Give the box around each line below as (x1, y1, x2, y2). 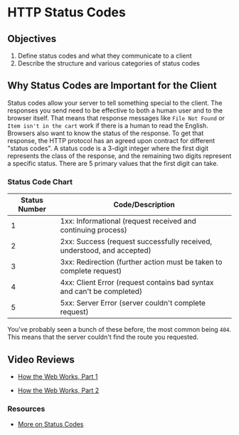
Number (17, 204, 46, 214)
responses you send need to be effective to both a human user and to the (7, 106, 223, 115)
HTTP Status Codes (7, 4, 126, 21)
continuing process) (60, 225, 128, 235)
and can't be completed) (60, 286, 142, 296)
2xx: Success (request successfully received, (60, 236, 212, 246)
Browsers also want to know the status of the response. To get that (7, 129, 204, 137)
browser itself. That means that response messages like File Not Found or (7, 113, 225, 122)
